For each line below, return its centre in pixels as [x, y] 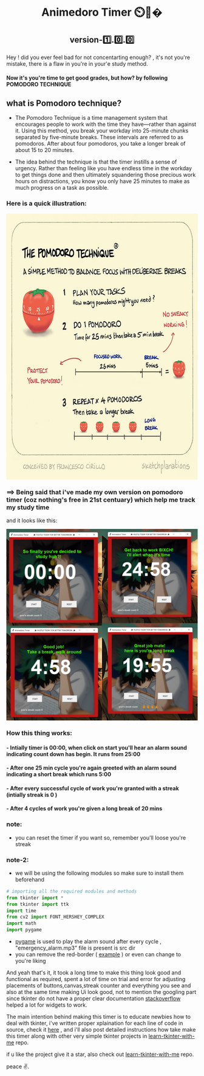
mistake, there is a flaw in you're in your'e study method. [77, 64]
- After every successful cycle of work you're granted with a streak [93, 788]
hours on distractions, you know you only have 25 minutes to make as [102, 181]
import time [21, 911]
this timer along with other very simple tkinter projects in [77, 1036]
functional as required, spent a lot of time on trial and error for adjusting [96, 979]
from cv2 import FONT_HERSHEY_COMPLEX [55, 917]
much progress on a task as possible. [62, 188]
